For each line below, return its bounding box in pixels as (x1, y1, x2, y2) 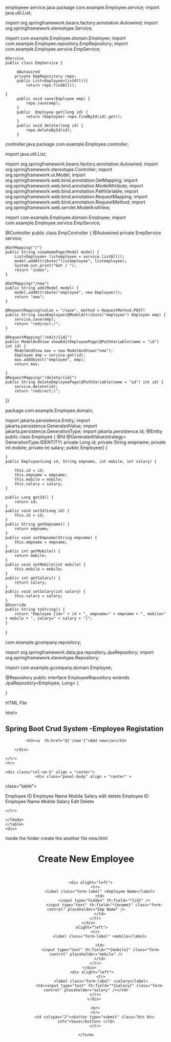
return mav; (14, 362, 40, 367)
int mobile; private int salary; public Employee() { (5, 445, 108, 450)
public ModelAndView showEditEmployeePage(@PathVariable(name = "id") (5, 339, 159, 344)
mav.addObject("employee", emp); (14, 357, 86, 362)
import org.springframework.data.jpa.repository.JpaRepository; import (5, 649, 154, 655)
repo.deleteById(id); (26, 128, 72, 133)
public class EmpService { (5, 60, 63, 66)
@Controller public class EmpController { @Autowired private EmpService (5, 230, 161, 236)
